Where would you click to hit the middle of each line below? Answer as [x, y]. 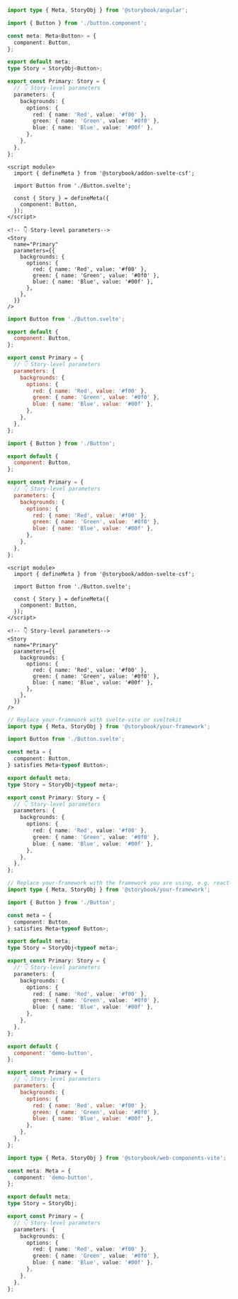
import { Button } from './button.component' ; [77, 23]
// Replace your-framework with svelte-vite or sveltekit [95, 720]
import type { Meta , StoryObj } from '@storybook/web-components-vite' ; [117, 1158]
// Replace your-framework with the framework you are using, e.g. [109, 883]
